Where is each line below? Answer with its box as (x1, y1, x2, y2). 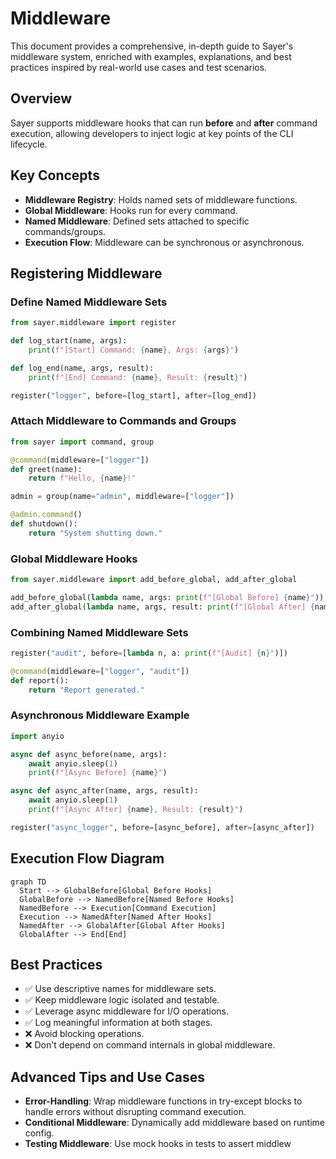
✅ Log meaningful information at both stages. (24, 1017, 213, 1029)
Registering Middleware (10, 265, 163, 282)
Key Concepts (10, 167, 100, 184)
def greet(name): (10, 464, 83, 474)
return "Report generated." (28, 685, 145, 695)
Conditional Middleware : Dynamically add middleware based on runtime (24, 1117, 326, 1129)
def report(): (10, 675, 70, 686)
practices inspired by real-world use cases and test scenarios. (10, 61, 268, 73)
